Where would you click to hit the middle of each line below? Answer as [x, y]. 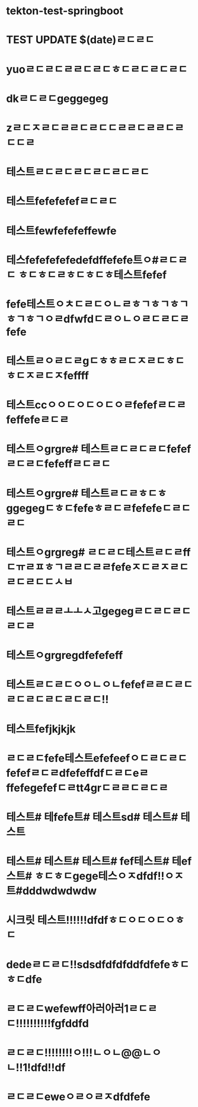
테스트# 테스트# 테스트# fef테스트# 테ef [99, 861]
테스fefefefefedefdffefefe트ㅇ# [82, 260]
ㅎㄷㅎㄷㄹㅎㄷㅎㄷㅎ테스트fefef [92, 275]
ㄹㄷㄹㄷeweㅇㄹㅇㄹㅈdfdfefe [78, 1097]
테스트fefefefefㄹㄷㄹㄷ [62, 201]
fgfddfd [70, 1023]
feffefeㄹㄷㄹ [38, 420]
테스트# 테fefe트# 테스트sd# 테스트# [92, 817]
